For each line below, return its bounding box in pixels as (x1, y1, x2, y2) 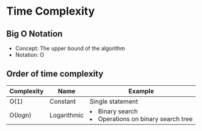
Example (128, 87, 154, 95)
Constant (49, 97, 76, 105)
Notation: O (15, 51, 45, 58)
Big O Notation (6, 29, 63, 39)
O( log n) (9, 111, 32, 119)
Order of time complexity (6, 69, 104, 79)
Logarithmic (49, 111, 84, 119)
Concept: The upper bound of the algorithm (15, 44, 125, 52)
